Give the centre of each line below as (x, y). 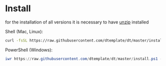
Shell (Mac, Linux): (24, 31)
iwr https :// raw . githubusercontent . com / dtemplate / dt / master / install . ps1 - (84, 59)
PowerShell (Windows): (29, 50)
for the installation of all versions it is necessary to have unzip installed (77, 22)
